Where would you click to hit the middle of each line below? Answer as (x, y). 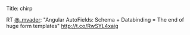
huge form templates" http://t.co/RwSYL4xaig (62, 26)
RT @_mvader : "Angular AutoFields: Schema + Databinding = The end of (95, 20)
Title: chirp (19, 8)
